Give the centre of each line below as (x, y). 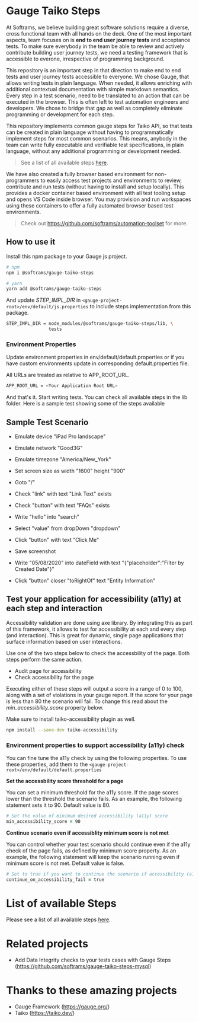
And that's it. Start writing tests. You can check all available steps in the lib (97, 397)
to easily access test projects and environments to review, (111, 180)
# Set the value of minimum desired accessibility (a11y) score (87, 816)
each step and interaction (54, 609)
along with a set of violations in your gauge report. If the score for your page (99, 695)
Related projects (47, 943)
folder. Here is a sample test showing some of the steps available (86, 404)
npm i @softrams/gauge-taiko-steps (50, 273)
